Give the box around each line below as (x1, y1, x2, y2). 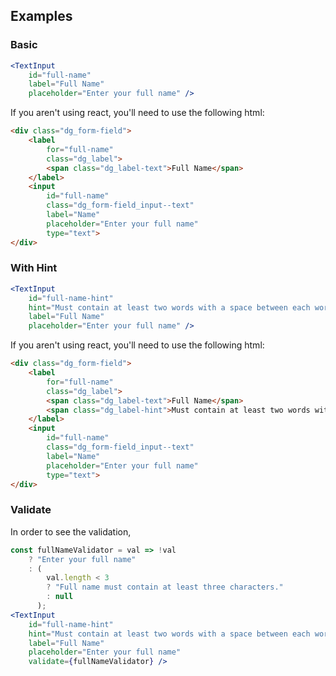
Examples (10, 8, 73, 25)
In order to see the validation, (10, 525, 132, 538)
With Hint (10, 261, 58, 275)
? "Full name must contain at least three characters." (46, 582, 284, 593)
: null (46, 592, 74, 602)
